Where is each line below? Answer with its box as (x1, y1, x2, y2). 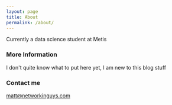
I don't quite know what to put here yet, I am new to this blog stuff (6, 64, 167, 71)
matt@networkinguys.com (6, 92, 71, 99)
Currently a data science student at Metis (6, 36, 107, 43)
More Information (6, 51, 57, 59)
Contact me (6, 78, 41, 87)
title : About (6, 14, 38, 20)
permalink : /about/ (6, 19, 54, 25)
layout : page (6, 8, 38, 15)
